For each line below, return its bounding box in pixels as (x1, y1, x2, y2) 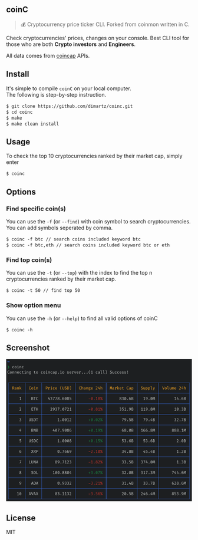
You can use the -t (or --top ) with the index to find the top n (6, 269, 153, 276)
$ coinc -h (6, 327, 33, 332)
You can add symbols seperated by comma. (6, 224, 113, 232)
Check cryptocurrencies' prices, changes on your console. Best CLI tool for (6, 34, 190, 41)
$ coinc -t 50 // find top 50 (6, 288, 81, 294)
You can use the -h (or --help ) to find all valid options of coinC (6, 315, 158, 322)
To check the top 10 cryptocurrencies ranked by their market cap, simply (6, 153, 183, 160)
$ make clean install (6, 121, 60, 127)
